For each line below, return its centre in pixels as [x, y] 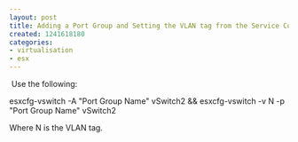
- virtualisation [41, 51]
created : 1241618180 [47, 34]
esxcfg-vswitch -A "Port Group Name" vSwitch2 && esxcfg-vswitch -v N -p [147, 101]
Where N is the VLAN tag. [56, 128]
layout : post [33, 17]
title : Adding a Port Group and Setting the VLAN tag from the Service [144, 26]
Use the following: [44, 84]
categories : [31, 42]
